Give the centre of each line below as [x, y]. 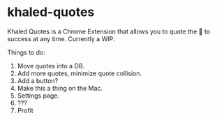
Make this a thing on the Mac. [60, 88]
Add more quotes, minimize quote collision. [79, 73]
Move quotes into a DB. [51, 66]
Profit [25, 110]
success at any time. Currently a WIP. [61, 38]
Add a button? [38, 80]
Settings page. [38, 96]
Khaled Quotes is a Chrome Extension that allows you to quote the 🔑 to [109, 31]
